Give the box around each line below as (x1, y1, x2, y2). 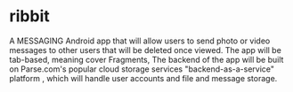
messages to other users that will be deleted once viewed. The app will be (9, 44, 282, 55)
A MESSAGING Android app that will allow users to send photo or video (9, 35, 271, 46)
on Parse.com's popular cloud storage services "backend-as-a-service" (9, 64, 274, 74)
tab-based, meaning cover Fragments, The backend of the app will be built (9, 54, 284, 65)
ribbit (9, 6, 51, 27)
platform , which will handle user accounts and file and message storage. (9, 73, 278, 83)
